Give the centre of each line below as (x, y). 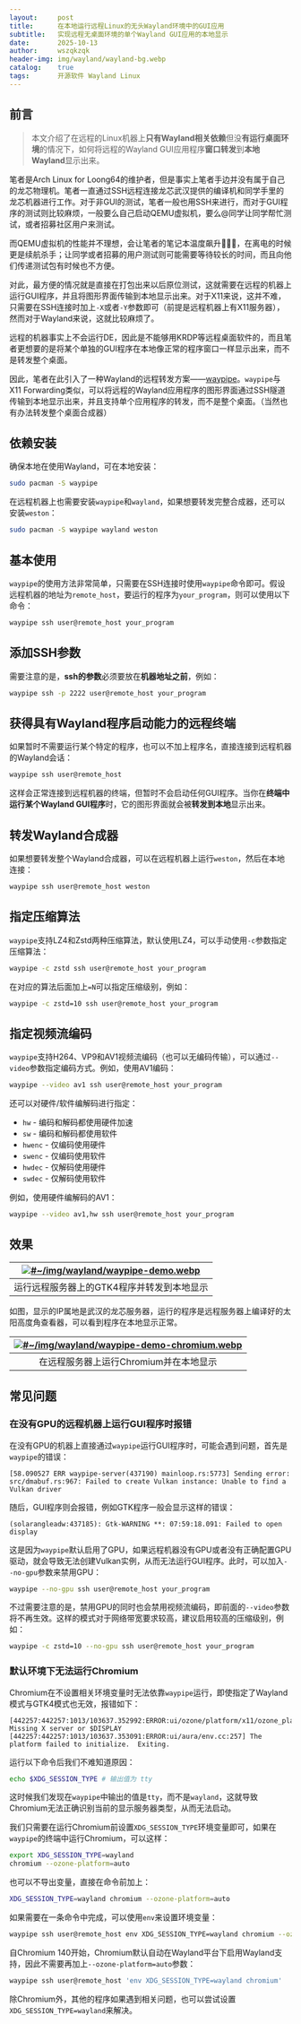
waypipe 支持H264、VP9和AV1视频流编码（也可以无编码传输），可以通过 (140, 1057)
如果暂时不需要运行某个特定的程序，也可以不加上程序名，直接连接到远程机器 (150, 747)
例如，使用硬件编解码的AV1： (64, 1198)
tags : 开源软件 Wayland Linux (75, 76)
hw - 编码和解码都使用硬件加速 (77, 1122)
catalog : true (42, 68)
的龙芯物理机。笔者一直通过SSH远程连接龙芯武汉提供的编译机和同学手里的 (147, 190)
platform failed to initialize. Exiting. (90, 1744)
